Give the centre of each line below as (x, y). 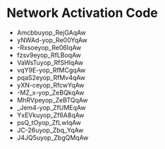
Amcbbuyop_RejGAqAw (51, 32)
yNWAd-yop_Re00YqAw (52, 40)
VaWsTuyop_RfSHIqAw (50, 62)
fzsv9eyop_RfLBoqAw (49, 55)
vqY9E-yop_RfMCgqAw (51, 70)
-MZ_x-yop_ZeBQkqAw (50, 93)
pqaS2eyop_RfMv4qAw (51, 77)
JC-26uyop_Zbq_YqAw (50, 130)
